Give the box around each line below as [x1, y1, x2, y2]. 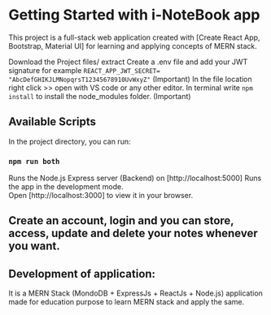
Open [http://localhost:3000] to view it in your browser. [8, 191, 194, 201]
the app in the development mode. [8, 182, 124, 192]
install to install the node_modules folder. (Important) [8, 91, 191, 101]
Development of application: [8, 266, 156, 281]
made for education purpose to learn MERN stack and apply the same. [8, 297, 245, 307]
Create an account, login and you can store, [8, 214, 234, 228]
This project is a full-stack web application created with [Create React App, [8, 32, 260, 42]
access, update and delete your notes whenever [8, 227, 258, 240]
